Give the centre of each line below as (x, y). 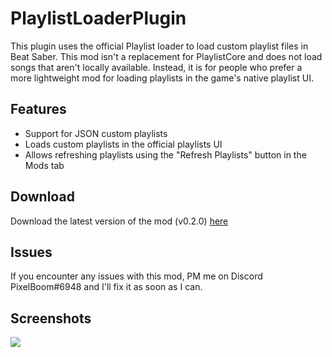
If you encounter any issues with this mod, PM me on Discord (136, 276)
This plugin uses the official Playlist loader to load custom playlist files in (159, 46)
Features (38, 109)
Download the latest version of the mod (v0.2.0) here (119, 221)
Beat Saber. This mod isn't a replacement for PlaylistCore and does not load (166, 56)
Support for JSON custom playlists (96, 133)
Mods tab (44, 165)
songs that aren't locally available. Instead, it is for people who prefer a (156, 67)
